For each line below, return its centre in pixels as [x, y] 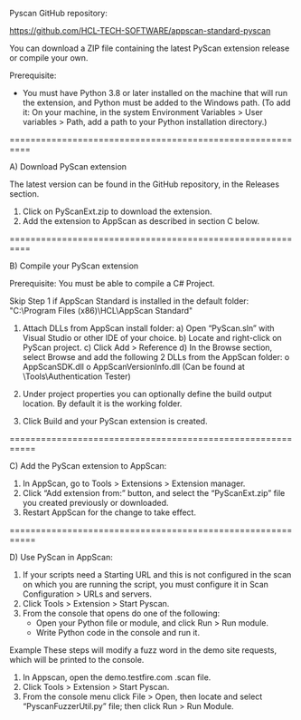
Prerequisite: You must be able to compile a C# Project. [112, 283]
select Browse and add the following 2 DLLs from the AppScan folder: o [156, 357]
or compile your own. [49, 58]
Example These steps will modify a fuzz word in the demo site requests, [143, 650]
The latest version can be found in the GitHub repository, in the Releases [145, 184]
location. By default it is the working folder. [102, 404]
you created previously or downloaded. [95, 503]
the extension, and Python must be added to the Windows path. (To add [156, 102]
